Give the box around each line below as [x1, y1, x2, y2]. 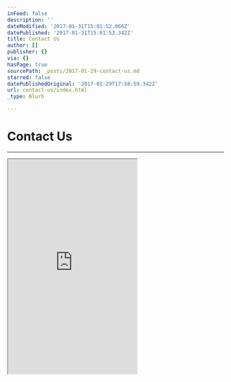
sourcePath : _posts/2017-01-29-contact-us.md [7, 67, 140, 74]
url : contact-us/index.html [7, 87, 88, 93]
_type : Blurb [7, 93, 45, 100]
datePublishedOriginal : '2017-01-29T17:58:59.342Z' [7, 80, 158, 87]
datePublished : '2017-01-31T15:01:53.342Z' [7, 29, 134, 36]
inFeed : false [7, 10, 48, 17]
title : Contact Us [7, 36, 60, 43]
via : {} [7, 55, 30, 62]
